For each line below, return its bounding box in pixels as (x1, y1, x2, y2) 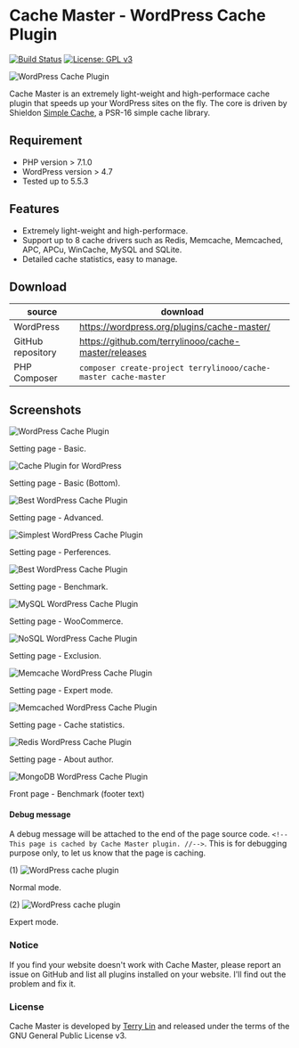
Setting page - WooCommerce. (9, 616, 124, 626)
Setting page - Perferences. (9, 547, 111, 558)
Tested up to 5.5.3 (21, 176, 89, 186)
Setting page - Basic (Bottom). (9, 478, 121, 488)
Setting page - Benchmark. (9, 581, 109, 593)
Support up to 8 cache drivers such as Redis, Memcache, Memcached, (21, 234, 283, 245)
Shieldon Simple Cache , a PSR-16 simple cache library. (9, 107, 211, 118)
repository (13, 347, 57, 359)
